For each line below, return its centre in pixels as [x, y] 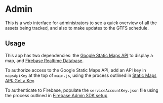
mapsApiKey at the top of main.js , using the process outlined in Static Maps [81, 75]
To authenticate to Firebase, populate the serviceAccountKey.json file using [82, 90]
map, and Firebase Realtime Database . [44, 61]
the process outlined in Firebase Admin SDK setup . [57, 95]
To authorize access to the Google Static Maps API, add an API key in [76, 70]
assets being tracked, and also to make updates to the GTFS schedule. [77, 28]
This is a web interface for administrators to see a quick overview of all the [81, 23]
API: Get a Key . [20, 80]
